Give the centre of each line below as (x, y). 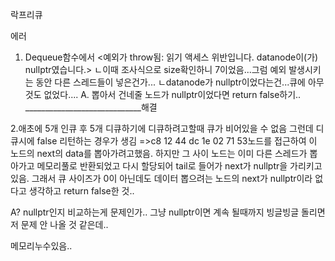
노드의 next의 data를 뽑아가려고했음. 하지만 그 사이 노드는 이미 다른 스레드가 (159, 153)
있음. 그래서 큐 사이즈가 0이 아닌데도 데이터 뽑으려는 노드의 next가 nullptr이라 (161, 178)
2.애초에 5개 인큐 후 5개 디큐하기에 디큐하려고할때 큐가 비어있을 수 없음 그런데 (162, 128)
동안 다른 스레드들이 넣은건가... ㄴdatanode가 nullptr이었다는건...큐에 (170, 82)
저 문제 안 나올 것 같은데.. (59, 224)
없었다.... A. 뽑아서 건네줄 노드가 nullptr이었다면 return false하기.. (172, 94)
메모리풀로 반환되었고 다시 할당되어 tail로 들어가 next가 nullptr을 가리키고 (179, 166)
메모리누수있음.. (41, 246)
